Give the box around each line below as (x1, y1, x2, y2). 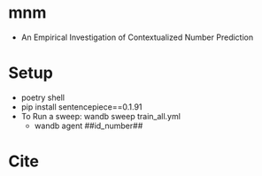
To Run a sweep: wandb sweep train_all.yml (20, 111, 181, 121)
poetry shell (20, 92, 65, 103)
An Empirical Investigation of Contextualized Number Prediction (20, 32, 254, 42)
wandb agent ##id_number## (34, 120, 143, 131)
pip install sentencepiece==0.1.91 (20, 101, 143, 112)
